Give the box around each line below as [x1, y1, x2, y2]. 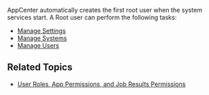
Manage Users [17, 42, 60, 49]
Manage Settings [17, 27, 66, 35]
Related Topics [7, 62, 73, 74]
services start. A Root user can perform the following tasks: [7, 13, 177, 21]
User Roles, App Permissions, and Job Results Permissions [17, 80, 186, 88]
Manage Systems [17, 34, 67, 42]
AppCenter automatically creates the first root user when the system [7, 6, 203, 14]
